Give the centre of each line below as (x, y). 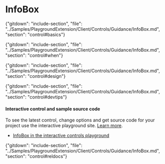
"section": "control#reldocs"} (36, 156)
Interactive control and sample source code (53, 109)
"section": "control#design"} (35, 76)
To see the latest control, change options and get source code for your (80, 120)
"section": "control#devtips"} (36, 97)
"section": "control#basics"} (35, 34)
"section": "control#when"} (34, 55)
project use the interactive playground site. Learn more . (64, 126)
